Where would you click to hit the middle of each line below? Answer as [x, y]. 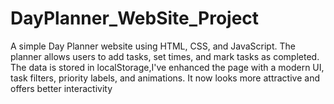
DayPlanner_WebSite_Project [135, 18]
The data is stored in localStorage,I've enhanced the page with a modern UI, [167, 67]
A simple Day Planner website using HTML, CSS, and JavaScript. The [153, 46]
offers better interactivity [61, 88]
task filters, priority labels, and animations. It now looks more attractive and [165, 78]
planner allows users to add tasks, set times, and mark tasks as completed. [165, 56]
